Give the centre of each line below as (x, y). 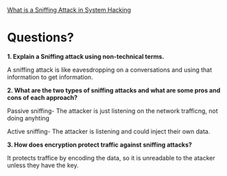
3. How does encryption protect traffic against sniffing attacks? (99, 144)
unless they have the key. (43, 165)
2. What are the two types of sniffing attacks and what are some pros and (114, 90)
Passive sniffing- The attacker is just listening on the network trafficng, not (112, 111)
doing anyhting (28, 118)
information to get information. (50, 77)
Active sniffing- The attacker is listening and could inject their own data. (109, 131)
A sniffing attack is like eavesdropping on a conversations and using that (110, 70)
